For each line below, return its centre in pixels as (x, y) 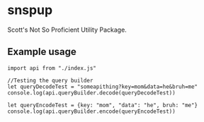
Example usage (42, 52)
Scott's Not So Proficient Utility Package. (67, 30)
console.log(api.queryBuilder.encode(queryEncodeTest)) (91, 111)
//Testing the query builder (50, 80)
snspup (30, 10)
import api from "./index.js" (52, 68)
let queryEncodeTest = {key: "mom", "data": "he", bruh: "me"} (103, 105)
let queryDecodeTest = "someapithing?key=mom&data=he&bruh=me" (103, 87)
